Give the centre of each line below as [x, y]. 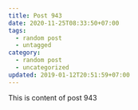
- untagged [34, 45]
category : [25, 53]
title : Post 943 [35, 16]
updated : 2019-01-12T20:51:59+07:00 [69, 75]
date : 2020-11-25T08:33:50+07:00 [64, 23]
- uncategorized [42, 68]
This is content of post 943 [53, 97]
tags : [17, 30]
